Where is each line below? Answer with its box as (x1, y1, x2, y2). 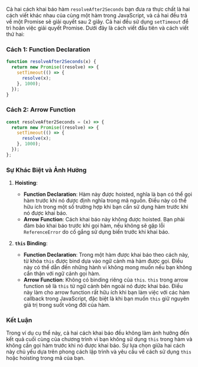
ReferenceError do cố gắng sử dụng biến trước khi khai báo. (23, 228, 170, 235)
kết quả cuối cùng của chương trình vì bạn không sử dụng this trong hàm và (6, 336, 193, 343)
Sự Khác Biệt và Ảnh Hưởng (6, 166, 87, 174)
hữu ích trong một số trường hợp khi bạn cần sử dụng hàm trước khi (23, 204, 189, 211)
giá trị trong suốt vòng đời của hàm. (23, 302, 111, 309)
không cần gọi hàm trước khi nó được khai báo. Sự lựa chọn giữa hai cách (6, 342, 185, 349)
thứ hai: (6, 31, 25, 38)
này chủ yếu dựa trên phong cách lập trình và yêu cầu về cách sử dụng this (6, 348, 192, 355)
